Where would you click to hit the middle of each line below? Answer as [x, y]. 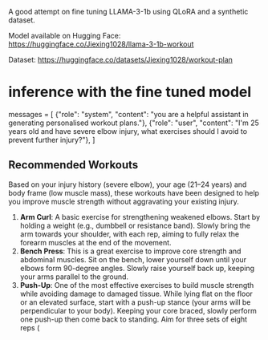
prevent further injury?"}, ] [52, 140]
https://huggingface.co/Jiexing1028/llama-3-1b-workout [101, 44]
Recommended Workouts [73, 165]
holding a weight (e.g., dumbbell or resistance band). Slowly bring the [135, 225]
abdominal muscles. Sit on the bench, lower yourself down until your [133, 259]
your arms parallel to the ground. [74, 277]
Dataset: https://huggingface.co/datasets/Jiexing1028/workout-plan [120, 60]
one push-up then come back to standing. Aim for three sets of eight [133, 319]
